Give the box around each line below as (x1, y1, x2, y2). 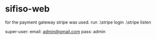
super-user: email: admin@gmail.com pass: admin (5, 28, 106, 34)
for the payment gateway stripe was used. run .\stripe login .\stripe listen (5, 19, 151, 25)
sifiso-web (5, 3, 50, 14)
